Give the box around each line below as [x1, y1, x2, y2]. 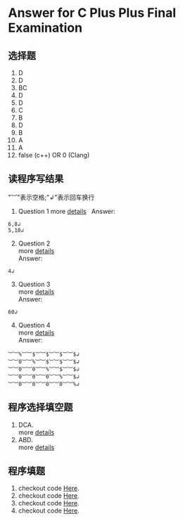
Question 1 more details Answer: [18, 207, 115, 215]
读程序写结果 [8, 173, 64, 185]
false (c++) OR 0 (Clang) [18, 151, 90, 159]
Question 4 [18, 321, 51, 329]
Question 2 [18, 239, 51, 247]
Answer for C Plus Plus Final [8, 5, 177, 21]
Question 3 [18, 280, 51, 288]
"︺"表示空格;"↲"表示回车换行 [8, 193, 95, 201]
